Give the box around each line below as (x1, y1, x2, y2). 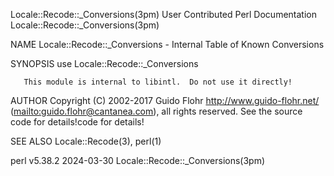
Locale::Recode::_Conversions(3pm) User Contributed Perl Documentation (10, 9, 317, 20)
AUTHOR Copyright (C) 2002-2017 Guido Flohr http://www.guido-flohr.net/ (10, 95, 320, 106)
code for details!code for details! (10, 116, 145, 128)
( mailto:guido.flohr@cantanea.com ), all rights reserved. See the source (10, 105, 303, 117)
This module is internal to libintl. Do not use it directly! (23, 77, 293, 87)
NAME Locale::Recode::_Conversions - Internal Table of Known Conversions (10, 39, 325, 50)
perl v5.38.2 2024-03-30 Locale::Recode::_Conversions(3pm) (10, 155, 266, 166)
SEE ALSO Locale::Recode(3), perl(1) (10, 135, 162, 147)
